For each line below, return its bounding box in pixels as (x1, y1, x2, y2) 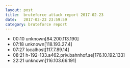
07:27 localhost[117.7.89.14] (12, 47, 70, 53)
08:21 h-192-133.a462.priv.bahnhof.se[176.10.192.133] (12, 52, 125, 58)
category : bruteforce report (5, 21, 67, 27)
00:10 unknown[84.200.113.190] (12, 36, 79, 42)
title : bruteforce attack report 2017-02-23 (5, 12, 103, 17)
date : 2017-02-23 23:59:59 (5, 17, 67, 22)
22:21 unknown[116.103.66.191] (12, 57, 76, 64)
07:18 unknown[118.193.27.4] (12, 41, 72, 48)
